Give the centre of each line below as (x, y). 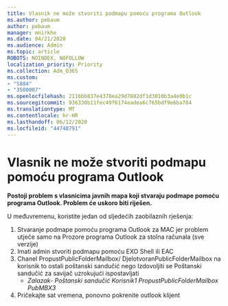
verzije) (28, 244)
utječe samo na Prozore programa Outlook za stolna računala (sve (111, 237)
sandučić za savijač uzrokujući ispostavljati (78, 273)
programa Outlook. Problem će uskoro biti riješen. (80, 203)
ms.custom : (23, 77)
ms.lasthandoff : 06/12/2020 (47, 122)
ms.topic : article (33, 52)
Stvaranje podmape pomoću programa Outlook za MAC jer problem (113, 230)
